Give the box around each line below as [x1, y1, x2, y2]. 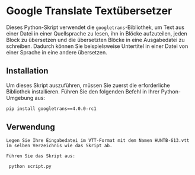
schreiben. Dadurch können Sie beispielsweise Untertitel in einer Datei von [6, 43, 188, 50]
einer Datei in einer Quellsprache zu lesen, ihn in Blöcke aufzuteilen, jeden [6, 30, 188, 37]
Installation [6, 66, 49, 76]
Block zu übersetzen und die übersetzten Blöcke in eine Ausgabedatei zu [6, 36, 185, 43]
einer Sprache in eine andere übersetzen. [6, 48, 108, 56]
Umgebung [6, 94, 34, 101]
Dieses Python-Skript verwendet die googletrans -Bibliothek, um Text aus [6, 24, 185, 31]
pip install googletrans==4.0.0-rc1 [6, 105, 97, 112]
